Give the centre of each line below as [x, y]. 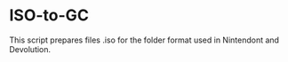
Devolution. [30, 49]
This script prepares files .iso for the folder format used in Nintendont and [144, 40]
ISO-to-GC [49, 15]
